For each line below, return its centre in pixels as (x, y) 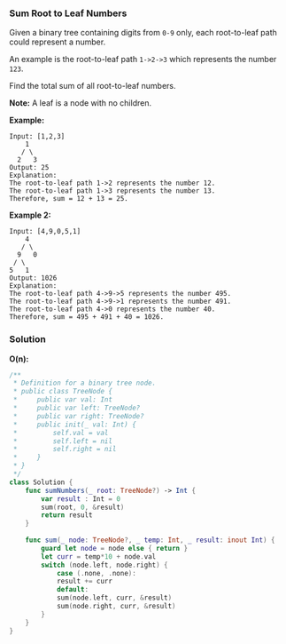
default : (73, 590)
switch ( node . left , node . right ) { (104, 565)
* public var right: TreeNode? (78, 416)
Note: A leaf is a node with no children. (81, 103)
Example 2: (30, 215)
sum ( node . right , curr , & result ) (116, 607)
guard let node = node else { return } (115, 548)
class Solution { (41, 482)
